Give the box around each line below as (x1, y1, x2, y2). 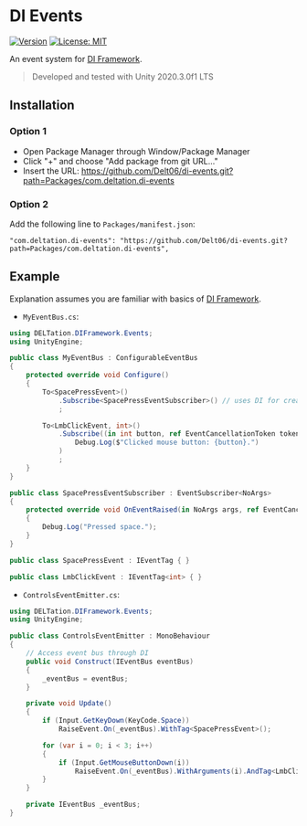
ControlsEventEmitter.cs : (22, 588, 121, 599)
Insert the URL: (22, 165, 79, 176)
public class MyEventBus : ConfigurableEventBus (9, 354, 198, 363)
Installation (9, 98, 75, 113)
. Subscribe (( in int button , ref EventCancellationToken (58, 429, 276, 439)
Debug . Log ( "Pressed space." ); (42, 523, 157, 532)
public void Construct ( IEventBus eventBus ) (26, 657, 195, 666)
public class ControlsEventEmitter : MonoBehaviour (9, 631, 210, 641)
